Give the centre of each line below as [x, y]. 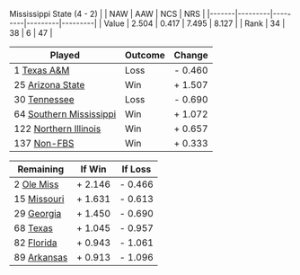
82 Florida [35, 243]
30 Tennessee [44, 99]
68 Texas [34, 228]
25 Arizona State [49, 85]
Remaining [41, 169]
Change [191, 55]
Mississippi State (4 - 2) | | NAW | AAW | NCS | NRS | [107, 14]
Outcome [145, 55]
